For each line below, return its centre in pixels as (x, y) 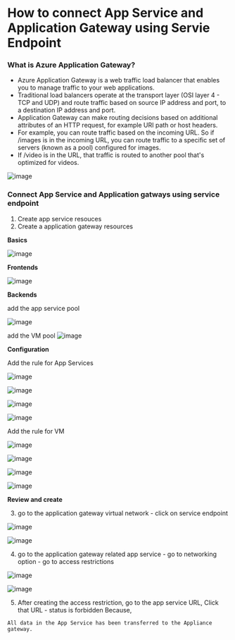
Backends (22, 295)
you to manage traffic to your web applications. (86, 88)
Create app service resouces (59, 219)
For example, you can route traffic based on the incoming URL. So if (116, 133)
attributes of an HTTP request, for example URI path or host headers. (118, 125)
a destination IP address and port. (66, 110)
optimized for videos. (48, 163)
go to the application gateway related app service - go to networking (117, 554)
